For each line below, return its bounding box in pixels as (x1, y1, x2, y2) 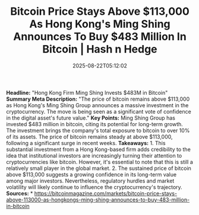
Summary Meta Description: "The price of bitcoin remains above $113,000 (6, 95, 190, 102)
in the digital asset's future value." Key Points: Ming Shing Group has (6, 114, 175, 121)
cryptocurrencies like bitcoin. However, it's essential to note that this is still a (6, 158, 193, 165)
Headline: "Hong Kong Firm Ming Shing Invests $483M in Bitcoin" (6, 89, 168, 96)
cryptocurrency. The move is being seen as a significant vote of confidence (6, 108, 191, 115)
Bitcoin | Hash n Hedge (42, 43, 157, 56)
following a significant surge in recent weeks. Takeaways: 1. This (6, 139, 166, 146)
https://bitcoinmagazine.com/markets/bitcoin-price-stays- (34, 190, 177, 197)
